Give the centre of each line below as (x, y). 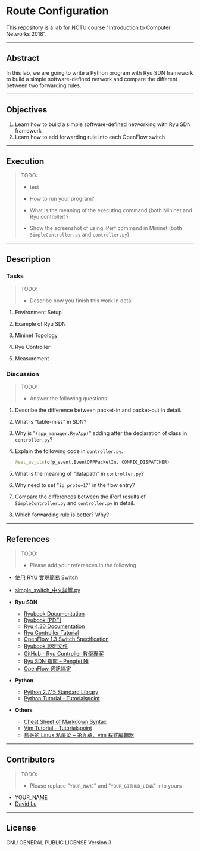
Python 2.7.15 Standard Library (61, 692)
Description (28, 259)
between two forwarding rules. (44, 85)
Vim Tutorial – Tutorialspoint (58, 728)
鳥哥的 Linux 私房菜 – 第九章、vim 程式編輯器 (79, 735)
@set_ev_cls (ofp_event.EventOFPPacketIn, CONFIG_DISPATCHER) (92, 462)
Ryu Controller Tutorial (51, 633)
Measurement (32, 359)
